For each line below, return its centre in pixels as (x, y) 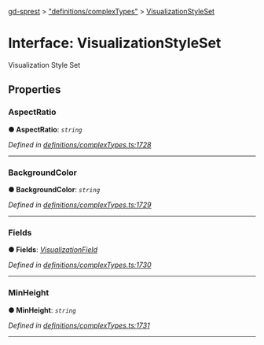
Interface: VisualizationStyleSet (115, 43)
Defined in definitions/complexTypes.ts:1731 (79, 325)
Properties (35, 90)
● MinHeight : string (42, 310)
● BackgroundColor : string (54, 189)
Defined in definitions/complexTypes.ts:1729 (80, 205)
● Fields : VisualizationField (53, 250)
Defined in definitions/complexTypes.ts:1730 (80, 265)
